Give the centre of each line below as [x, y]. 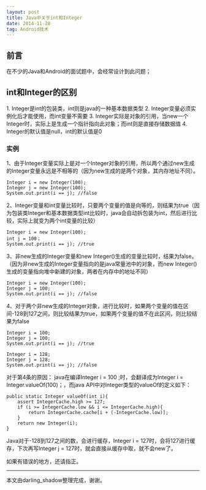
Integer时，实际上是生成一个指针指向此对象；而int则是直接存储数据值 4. [97, 124]
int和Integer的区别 [42, 92]
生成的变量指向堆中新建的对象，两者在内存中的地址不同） [79, 272]
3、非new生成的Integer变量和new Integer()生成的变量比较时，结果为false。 [102, 256]
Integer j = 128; [29, 360]
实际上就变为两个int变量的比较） [58, 221]
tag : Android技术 [28, 29]
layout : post [23, 12]
